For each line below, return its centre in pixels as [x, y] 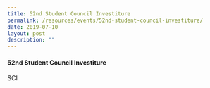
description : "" [31, 40]
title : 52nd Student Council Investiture [69, 14]
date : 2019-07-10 [33, 27]
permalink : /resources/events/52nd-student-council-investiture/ [105, 20]
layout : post [26, 33]
